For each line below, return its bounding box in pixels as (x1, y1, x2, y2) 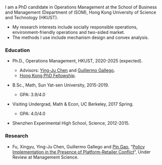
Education (5, 47, 30, 54)
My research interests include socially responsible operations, (12, 24, 138, 30)
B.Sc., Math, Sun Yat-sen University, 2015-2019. (12, 82, 109, 88)
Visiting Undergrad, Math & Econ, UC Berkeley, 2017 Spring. (12, 101, 134, 107)
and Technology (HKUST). (5, 15, 58, 20)
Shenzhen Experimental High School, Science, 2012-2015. (12, 120, 130, 126)
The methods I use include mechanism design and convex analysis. (12, 34, 149, 40)
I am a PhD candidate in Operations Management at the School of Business (5, 4, 157, 10)
